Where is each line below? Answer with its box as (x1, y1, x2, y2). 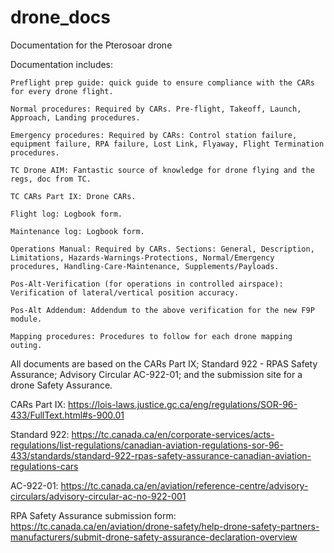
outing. (10, 340, 43, 350)
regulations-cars (10, 460, 79, 472)
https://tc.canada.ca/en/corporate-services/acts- (71, 428, 275, 440)
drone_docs (10, 6, 111, 29)
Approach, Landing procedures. (10, 112, 141, 123)
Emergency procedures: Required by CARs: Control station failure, (10, 130, 298, 140)
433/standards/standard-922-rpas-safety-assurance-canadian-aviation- (10, 449, 312, 461)
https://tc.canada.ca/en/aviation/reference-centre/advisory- (60, 479, 309, 491)
